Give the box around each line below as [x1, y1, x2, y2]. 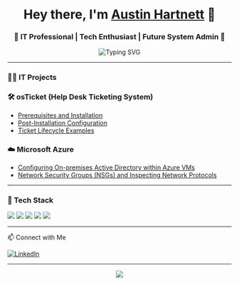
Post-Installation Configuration [17, 118, 108, 127]
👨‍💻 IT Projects [7, 73, 57, 83]
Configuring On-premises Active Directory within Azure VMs [17, 163, 196, 172]
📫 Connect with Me [7, 233, 66, 242]
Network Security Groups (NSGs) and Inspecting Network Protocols [17, 171, 217, 179]
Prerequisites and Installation [17, 110, 103, 120]
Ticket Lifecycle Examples [17, 126, 95, 135]
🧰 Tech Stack [7, 195, 54, 205]
